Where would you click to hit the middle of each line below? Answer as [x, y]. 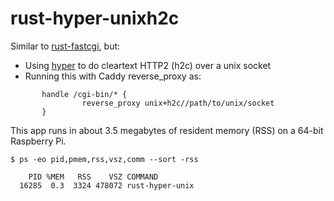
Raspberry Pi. [38, 141]
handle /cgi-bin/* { [84, 94]
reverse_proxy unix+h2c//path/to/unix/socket [178, 103]
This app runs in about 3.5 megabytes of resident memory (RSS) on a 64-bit [167, 130]
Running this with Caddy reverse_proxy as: [113, 76]
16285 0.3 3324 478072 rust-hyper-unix [107, 185]
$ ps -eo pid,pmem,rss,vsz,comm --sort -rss [104, 159]
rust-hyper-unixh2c [95, 18]
